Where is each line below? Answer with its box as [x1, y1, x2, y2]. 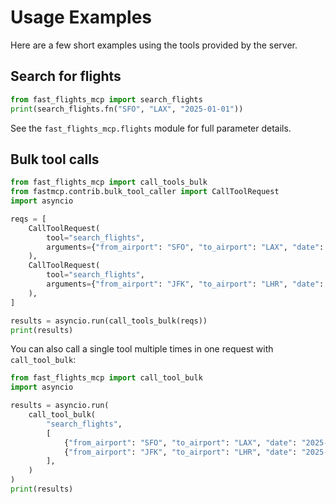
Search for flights [10, 68, 122, 85]
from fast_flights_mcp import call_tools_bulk [10, 177, 208, 188]
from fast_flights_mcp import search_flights [10, 94, 203, 105]
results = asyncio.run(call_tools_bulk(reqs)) [10, 316, 208, 326]
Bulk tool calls [10, 151, 100, 168]
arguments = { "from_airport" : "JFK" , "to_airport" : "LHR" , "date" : [46, 279, 325, 290]
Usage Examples [10, 6, 153, 29]
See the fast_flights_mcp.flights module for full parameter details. [10, 122, 292, 134]
